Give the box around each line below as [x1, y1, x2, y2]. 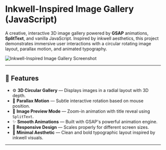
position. [12, 103, 31, 109]
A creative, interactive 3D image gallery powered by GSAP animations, [5, 30, 149, 36]
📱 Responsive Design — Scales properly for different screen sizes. [12, 124, 149, 130]
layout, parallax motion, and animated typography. [5, 46, 107, 52]
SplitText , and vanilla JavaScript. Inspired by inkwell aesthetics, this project [5, 35, 159, 41]
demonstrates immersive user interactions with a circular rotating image [5, 40, 152, 46]
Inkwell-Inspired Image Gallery [5, 3, 134, 15]
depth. [12, 92, 26, 98]
